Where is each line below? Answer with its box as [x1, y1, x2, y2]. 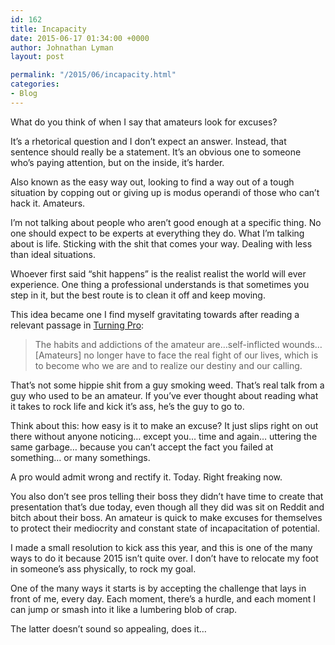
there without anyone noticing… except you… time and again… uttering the [10, 430, 318, 442]
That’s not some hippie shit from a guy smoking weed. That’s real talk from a [10, 379, 325, 391]
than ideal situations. [10, 248, 96, 260]
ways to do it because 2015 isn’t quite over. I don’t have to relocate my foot [10, 552, 319, 564]
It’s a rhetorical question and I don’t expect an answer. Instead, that [10, 135, 287, 147]
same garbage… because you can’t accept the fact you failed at [10, 441, 274, 453]
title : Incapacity [10, 24, 87, 34]
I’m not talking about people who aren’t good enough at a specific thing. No [10, 216, 322, 228]
